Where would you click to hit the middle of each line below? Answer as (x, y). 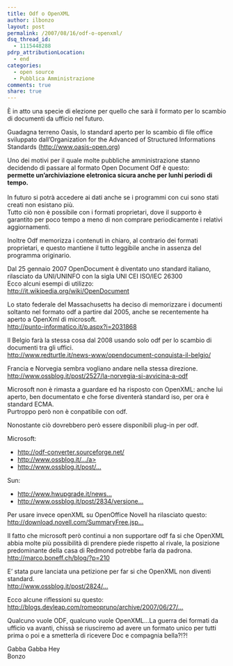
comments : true (29, 85)
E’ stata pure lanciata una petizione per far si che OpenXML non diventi (109, 571)
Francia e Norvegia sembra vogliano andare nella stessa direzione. (103, 369)
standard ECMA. (31, 404)
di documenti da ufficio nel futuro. (56, 118)
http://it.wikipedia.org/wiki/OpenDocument (69, 291)
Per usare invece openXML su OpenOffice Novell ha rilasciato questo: (107, 515)
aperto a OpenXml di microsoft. (52, 319)
